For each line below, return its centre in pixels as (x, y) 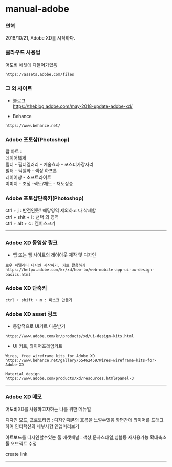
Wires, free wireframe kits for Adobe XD (50, 356)
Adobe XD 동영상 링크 (31, 243)
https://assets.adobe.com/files (40, 74)
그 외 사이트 (19, 88)
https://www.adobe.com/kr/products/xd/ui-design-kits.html (70, 336)
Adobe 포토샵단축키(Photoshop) (45, 198)
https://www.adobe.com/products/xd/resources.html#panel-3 (70, 378)
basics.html (18, 274)
